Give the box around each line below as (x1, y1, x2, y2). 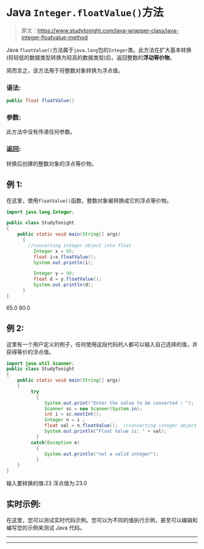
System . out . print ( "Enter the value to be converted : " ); (44, 400, 194, 406)
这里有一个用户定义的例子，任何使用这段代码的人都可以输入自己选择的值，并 (6, 340, 198, 348)
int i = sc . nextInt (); (44, 411, 102, 418)
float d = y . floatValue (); (33, 276, 102, 282)
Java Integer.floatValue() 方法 (6, 5, 164, 19)
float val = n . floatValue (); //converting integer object (44, 422, 197, 429)
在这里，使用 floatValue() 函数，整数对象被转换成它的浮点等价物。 (6, 197, 172, 204)
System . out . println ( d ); (33, 282, 94, 288)
